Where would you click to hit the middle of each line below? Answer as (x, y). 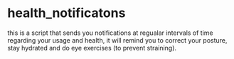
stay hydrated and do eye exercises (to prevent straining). (92, 48)
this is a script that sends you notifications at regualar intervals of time (110, 33)
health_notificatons (67, 13)
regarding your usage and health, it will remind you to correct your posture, (117, 40)
